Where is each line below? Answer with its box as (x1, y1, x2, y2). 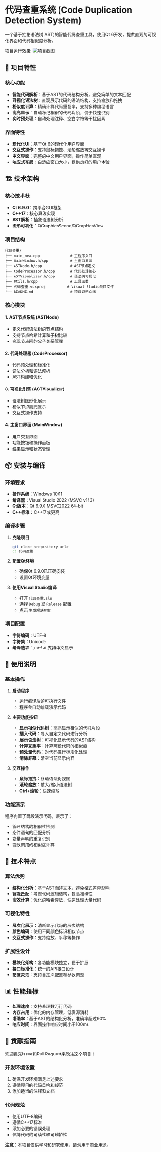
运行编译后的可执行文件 (19, 698, 66, 704)
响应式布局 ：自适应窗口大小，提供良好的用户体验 (12, 159, 110, 165)
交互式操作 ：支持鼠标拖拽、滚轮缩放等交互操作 (12, 146, 105, 153)
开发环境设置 (5, 1064, 35, 1071)
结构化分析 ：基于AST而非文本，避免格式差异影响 (12, 885, 110, 891)
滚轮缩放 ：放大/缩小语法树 (19, 782, 72, 788)
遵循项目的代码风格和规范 (12, 1082, 63, 1088)
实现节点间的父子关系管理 (12, 338, 63, 344)
